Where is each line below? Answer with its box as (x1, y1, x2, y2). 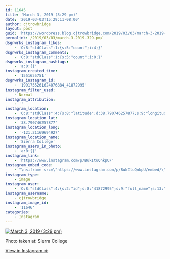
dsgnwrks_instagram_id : (5, 78, 56, 83)
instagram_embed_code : (5, 162, 53, 167)
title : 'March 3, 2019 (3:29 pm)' (5, 12, 78, 17)
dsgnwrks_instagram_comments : (5, 50, 69, 55)
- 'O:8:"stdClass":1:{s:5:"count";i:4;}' (14, 45, 103, 50)
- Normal (14, 92, 33, 97)
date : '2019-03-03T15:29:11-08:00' (5, 17, 80, 22)
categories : (5, 209, 30, 215)
